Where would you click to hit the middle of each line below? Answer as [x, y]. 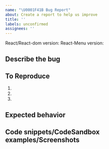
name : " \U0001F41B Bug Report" [38, 10]
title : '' [16, 19]
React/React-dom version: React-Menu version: [55, 43]
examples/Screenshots [42, 140]
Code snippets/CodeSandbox [52, 132]
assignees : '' [20, 29]
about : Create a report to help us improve [51, 15]
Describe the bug [33, 59]
